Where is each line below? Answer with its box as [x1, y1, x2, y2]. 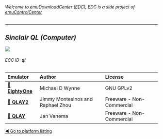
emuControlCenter [5, 9, 42, 15]
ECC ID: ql [5, 57, 26, 63]
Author [39, 73, 57, 80]
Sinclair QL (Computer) [5, 33, 77, 41]
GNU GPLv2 [105, 85, 132, 92]
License [105, 73, 124, 80]
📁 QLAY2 [7, 99, 29, 105]
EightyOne [7, 88, 33, 95]
